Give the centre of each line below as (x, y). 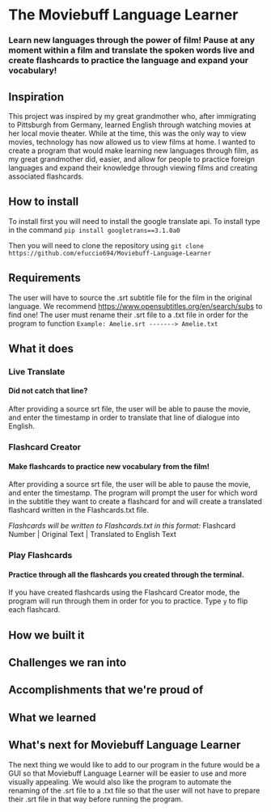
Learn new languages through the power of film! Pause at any (131, 40)
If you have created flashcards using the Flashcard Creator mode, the (124, 593)
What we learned (52, 717)
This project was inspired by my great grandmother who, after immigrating (132, 116)
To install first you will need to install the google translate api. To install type (134, 221)
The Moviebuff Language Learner (123, 15)
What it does (41, 348)
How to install (44, 202)
